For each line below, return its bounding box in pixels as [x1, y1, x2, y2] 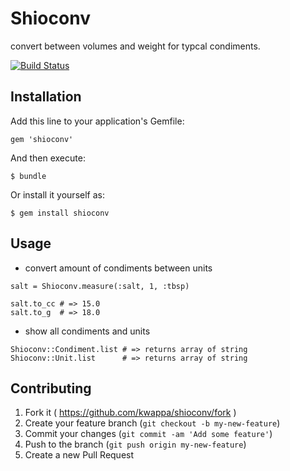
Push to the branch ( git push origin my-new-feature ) [24, 438, 247, 451]
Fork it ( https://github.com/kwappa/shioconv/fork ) [24, 407, 237, 419]
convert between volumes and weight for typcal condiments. [10, 40, 261, 52]
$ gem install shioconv [10, 208, 110, 218]
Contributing [10, 380, 92, 397]
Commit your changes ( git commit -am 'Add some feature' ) [24, 428, 273, 440]
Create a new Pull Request [24, 449, 135, 461]
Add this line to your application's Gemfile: [10, 115, 185, 127]
